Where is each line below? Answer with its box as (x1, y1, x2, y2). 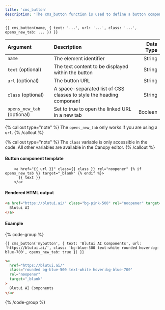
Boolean (138, 108, 158, 115)
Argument (7, 43, 32, 50)
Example (5, 220, 24, 227)
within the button (54, 69, 93, 76)
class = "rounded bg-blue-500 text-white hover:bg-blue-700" (9, 267, 133, 273)
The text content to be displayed (54, 63, 129, 69)
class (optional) (7, 91, 44, 98)
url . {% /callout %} (5, 129, 44, 136)
